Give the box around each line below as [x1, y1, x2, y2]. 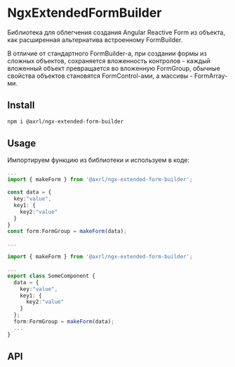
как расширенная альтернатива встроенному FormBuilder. [7, 35, 183, 44]
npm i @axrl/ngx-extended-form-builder [7, 118, 124, 125]
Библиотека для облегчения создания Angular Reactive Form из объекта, [7, 28, 226, 36]
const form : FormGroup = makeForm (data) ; [7, 228, 128, 235]
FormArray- [194, 72, 228, 80]
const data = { [7, 189, 52, 196]
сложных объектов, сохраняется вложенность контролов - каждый [7, 56, 210, 65]
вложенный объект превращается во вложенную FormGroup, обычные [7, 64, 221, 72]
